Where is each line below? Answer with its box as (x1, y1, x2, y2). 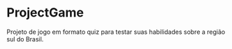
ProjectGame (6, 5, 85, 21)
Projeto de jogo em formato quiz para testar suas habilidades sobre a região (6, 28, 226, 36)
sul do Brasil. (6, 35, 44, 43)
